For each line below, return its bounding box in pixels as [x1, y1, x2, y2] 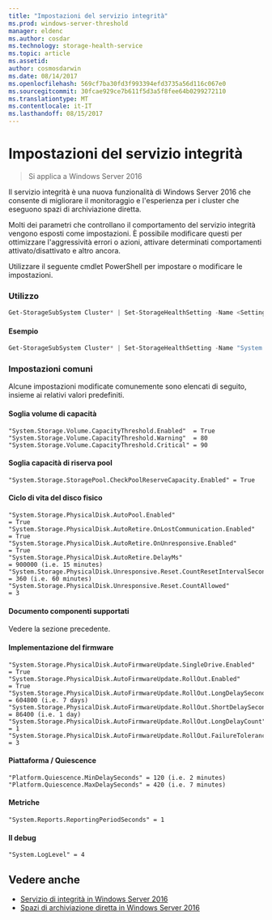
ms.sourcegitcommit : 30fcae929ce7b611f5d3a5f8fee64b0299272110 [8, 87, 227, 96]
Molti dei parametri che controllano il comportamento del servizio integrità [8, 219, 257, 229]
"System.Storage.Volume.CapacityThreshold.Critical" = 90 [8, 441, 208, 449]
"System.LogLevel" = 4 [8, 851, 85, 859]
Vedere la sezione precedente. [8, 624, 111, 634]
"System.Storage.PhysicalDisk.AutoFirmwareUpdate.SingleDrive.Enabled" [8, 661, 255, 669]
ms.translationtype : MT [8, 95, 89, 103]
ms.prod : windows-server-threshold [8, 19, 129, 28]
